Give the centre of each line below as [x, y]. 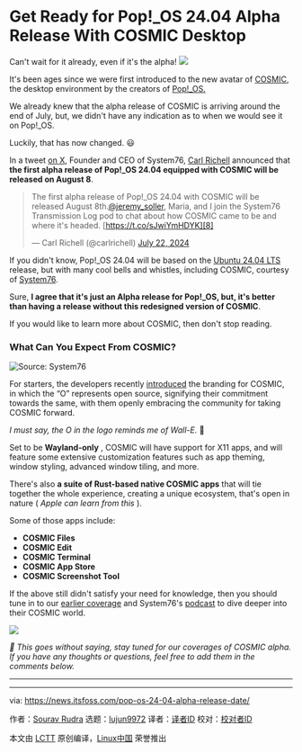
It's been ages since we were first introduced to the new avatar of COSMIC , [149, 79]
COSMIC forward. [42, 413]
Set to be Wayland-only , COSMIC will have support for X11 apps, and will [146, 448]
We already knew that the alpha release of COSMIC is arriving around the [145, 106]
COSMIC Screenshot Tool [71, 577]
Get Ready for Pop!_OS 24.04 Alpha [145, 17]
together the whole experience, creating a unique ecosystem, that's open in [150, 494]
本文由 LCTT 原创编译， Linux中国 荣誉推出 [88, 739]
